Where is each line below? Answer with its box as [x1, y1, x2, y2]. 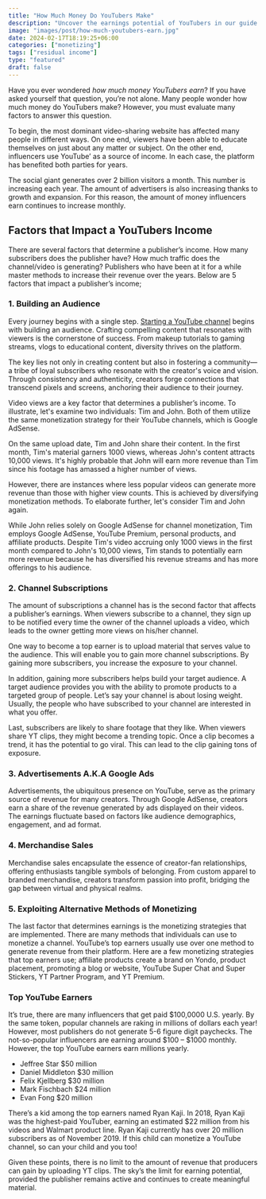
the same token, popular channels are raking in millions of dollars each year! [8, 1018, 258, 1028]
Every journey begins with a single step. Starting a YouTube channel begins [8, 316, 255, 326]
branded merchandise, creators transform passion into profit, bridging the [8, 874, 250, 884]
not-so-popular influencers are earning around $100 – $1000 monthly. [8, 1035, 237, 1045]
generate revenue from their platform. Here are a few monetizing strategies [8, 947, 254, 956]
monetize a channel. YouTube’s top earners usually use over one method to [8, 938, 254, 948]
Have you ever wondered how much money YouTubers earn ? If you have [8, 85, 246, 95]
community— [213, 357, 258, 367]
